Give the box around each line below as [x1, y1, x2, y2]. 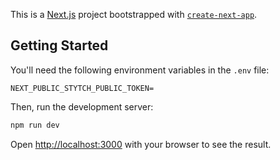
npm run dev [10, 120, 60, 130]
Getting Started [10, 37, 109, 54]
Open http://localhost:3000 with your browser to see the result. [10, 138, 272, 150]
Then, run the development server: [10, 100, 154, 113]
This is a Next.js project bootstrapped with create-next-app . [10, 9, 258, 20]
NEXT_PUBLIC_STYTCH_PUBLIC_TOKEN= [10, 83, 155, 93]
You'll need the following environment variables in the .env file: [10, 64, 270, 76]
